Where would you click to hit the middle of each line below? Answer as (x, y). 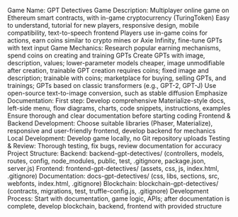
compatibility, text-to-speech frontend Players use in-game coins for (107, 33)
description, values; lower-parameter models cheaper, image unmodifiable (116, 63)
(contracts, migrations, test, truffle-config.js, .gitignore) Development (108, 191)
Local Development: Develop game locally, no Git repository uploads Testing (119, 138)
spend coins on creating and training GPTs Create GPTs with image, (106, 55)
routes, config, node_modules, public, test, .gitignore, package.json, (107, 161)
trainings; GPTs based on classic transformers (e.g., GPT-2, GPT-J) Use (112, 85)
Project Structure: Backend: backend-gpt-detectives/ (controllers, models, (116, 153)
